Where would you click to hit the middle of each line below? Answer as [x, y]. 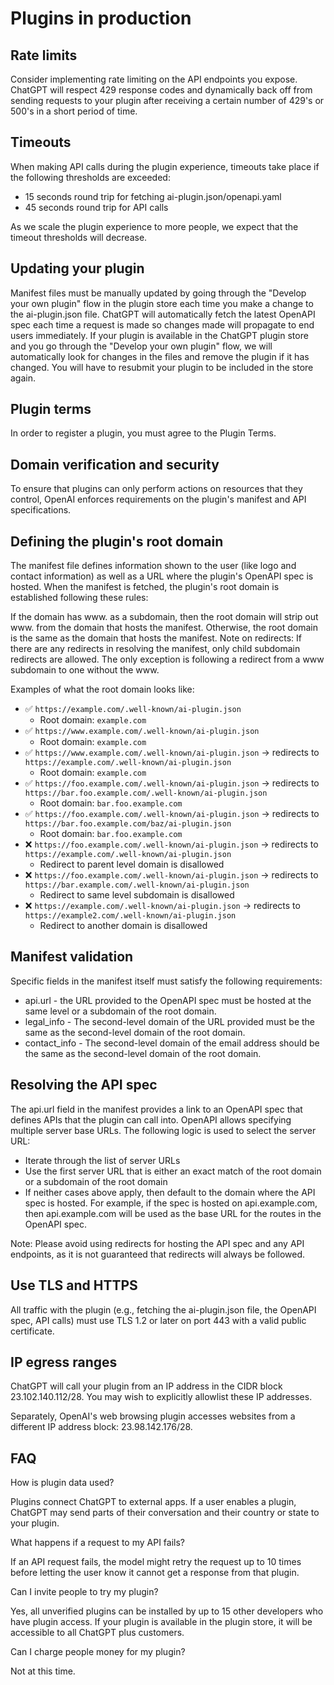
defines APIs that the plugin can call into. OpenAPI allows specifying [151, 1119]
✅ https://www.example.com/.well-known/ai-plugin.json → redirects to [172, 753]
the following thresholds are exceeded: [90, 177]
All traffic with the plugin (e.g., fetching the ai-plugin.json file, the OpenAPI [163, 1309]
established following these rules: [79, 598]
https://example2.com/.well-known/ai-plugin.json [130, 916]
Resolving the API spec [84, 1085]
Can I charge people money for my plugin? [98, 1652]
